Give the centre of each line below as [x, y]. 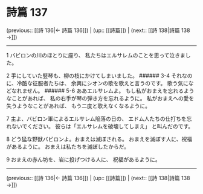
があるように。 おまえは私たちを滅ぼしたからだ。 [68, 146]
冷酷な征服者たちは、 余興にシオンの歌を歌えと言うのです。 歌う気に [103, 83]
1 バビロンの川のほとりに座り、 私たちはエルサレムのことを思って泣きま [96, 55]
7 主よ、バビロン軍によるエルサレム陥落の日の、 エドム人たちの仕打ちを [97, 118]
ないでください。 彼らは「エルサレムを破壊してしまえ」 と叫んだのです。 [102, 126]
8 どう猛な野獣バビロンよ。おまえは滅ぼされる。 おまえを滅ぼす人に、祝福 [99, 139]
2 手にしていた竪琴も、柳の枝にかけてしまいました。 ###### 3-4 [88, 76]
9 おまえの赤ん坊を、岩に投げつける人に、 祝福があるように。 [84, 159]
